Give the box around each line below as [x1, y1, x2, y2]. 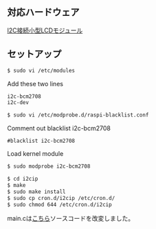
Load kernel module [7, 150, 64, 158]
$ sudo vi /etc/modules [7, 67, 76, 74]
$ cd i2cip [7, 175, 38, 182]
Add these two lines [7, 79, 64, 88]
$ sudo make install [7, 188, 67, 195]
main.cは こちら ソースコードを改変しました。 [7, 215, 135, 223]
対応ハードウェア [7, 6, 80, 19]
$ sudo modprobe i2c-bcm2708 [7, 163, 91, 170]
